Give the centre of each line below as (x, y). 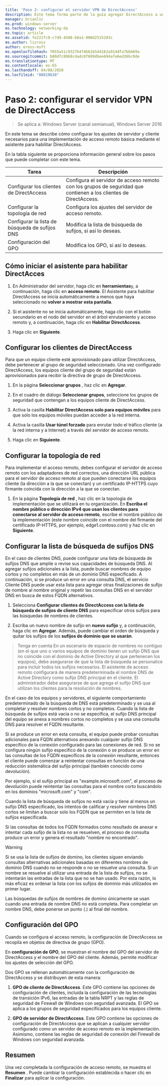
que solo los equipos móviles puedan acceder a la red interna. (76, 415)
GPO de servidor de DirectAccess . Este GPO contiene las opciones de (85, 1018)
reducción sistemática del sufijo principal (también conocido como (74, 766)
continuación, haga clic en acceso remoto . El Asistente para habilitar (83, 291)
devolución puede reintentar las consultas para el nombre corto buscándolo (83, 786)
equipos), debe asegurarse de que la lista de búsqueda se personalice (90, 662)
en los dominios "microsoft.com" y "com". (48, 792)
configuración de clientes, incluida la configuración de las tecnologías (84, 992)
